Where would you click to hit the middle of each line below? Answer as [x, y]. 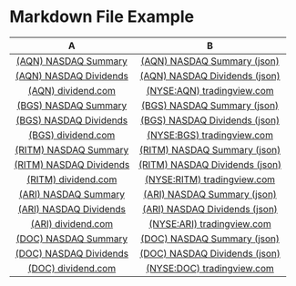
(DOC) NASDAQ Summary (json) [210, 239]
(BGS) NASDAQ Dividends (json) [210, 120]
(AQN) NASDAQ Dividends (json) [210, 76]
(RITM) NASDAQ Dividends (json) [210, 164]
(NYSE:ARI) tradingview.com [210, 223]
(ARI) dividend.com [72, 223]
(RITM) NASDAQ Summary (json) [210, 149]
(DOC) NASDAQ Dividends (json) [210, 253]
